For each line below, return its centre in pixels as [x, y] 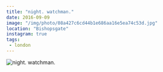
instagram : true [27, 34]
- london [20, 46]
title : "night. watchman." [40, 12]
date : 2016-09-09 [28, 17]
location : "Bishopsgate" [37, 28]
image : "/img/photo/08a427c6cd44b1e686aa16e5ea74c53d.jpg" [82, 23]
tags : [13, 40]
